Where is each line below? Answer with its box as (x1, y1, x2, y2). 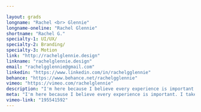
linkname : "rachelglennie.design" (6, 58, 93, 64)
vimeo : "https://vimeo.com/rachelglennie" (6, 80, 114, 86)
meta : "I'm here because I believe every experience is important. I (6, 92, 184, 98)
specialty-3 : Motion (6, 47, 58, 54)
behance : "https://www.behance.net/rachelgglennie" (6, 75, 138, 81)
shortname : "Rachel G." (6, 30, 66, 36)
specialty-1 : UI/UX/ (6, 36, 58, 42)
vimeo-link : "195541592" (6, 97, 68, 103)
